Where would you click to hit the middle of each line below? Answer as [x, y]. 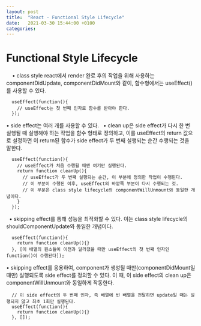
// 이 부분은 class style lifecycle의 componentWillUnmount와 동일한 [105, 190]
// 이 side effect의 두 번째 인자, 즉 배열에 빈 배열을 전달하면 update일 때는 [100, 295]
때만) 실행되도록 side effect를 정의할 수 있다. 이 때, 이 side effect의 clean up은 [99, 275]
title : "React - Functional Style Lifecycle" [65, 17]
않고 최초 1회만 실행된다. [48, 302]
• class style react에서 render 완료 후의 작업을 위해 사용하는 [83, 76]
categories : [21, 29]
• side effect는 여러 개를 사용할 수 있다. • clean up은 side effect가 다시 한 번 [98, 125]
